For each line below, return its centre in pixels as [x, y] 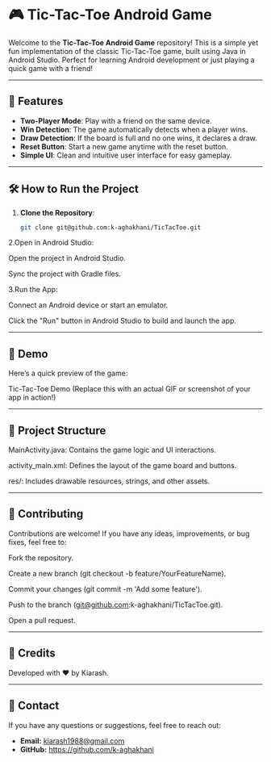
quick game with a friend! [51, 68]
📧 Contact [34, 706]
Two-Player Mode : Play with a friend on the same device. [116, 120]
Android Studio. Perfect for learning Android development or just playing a [132, 60]
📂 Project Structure [57, 431]
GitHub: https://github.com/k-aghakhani [87, 749]
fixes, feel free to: [38, 542]
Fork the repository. [41, 558]
